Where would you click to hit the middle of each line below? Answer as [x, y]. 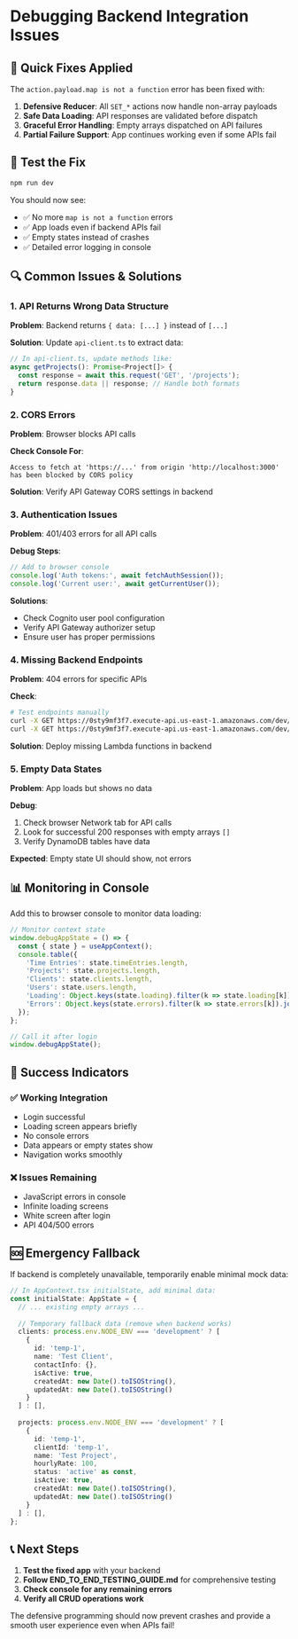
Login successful [54, 1117]
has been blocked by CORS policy [72, 475]
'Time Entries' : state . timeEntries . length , [107, 963]
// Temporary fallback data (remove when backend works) [125, 1323]
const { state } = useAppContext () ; [85, 946]
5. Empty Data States [56, 769]
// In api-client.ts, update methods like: [92, 359]
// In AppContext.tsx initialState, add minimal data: [113, 1291]
